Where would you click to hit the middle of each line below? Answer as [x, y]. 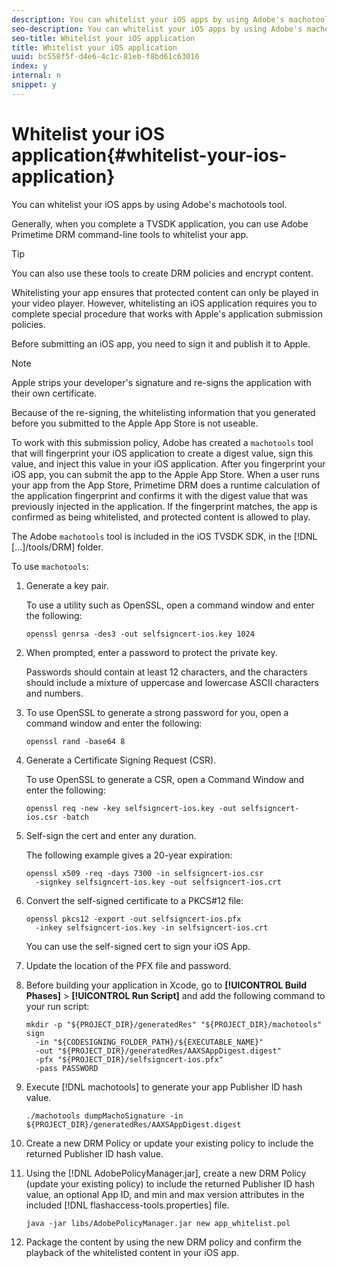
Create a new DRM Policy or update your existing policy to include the [169, 1143]
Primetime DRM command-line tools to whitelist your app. [130, 234]
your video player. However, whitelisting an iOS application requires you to [164, 303]
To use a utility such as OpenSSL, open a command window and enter [170, 605]
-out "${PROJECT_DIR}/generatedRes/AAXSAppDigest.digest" [158, 1051]
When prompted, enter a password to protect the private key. [151, 652]
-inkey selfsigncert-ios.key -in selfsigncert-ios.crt [152, 927]
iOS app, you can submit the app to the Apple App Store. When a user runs [165, 474]
